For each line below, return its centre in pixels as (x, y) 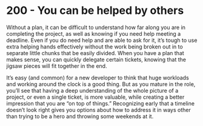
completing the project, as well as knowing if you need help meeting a (94, 33)
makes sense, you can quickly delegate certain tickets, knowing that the (96, 59)
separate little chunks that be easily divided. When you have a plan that (95, 53)
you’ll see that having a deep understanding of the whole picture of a (92, 90)
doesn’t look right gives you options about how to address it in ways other (98, 110)
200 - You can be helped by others (95, 11)
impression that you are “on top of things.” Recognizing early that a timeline (101, 103)
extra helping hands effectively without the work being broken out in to (95, 47)
